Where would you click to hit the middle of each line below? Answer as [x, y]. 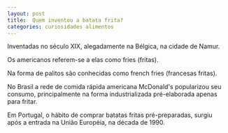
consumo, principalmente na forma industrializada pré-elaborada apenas [113, 94]
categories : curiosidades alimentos [60, 26]
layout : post [26, 14]
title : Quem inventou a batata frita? [65, 20]
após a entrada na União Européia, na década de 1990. [86, 123]
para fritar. [22, 102]
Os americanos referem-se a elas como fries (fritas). [83, 60]
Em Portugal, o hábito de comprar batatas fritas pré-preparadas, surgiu [110, 115]
